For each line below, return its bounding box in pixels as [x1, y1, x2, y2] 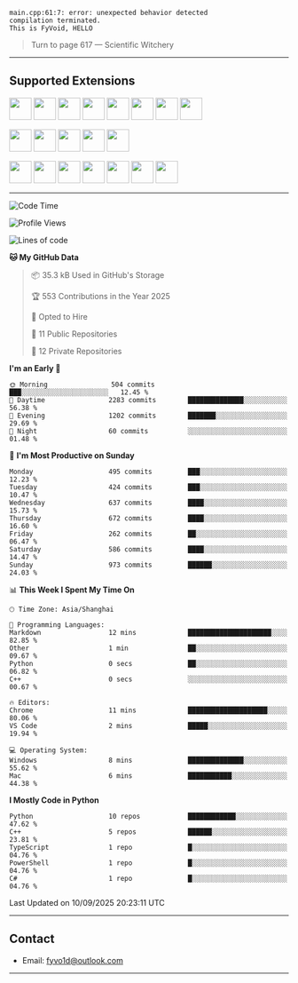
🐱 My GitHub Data [9, 251, 80, 262]
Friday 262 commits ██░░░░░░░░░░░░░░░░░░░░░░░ [9, 529, 288, 538]
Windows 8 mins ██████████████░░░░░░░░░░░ [9, 756, 288, 765]
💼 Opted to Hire [30, 311, 89, 321]
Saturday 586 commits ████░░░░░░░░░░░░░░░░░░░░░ [9, 544, 288, 554]
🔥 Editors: [9, 698, 51, 707]
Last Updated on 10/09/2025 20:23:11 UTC [9, 897, 166, 908]
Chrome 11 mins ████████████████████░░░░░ [9, 706, 288, 715]
